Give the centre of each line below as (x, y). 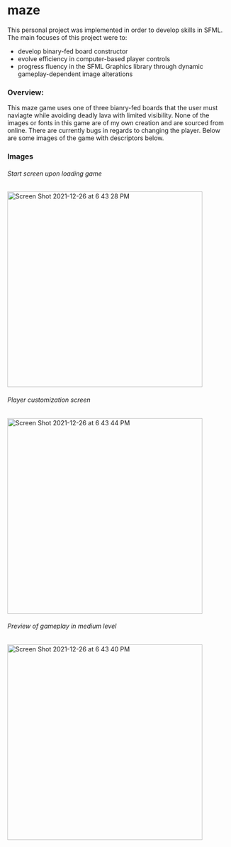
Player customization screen (49, 400)
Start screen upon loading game (55, 174)
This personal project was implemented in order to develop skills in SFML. (115, 30)
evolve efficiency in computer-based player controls (94, 58)
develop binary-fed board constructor (73, 51)
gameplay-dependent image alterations (75, 74)
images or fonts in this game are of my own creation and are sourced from (116, 123)
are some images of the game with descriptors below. (86, 138)
